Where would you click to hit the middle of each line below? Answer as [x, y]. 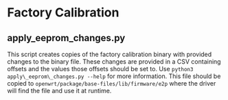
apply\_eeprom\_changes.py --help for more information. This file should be [114, 76]
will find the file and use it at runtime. [59, 91]
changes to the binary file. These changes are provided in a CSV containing [114, 62]
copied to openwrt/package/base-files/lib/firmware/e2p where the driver [112, 83]
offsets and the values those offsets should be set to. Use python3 [100, 69]
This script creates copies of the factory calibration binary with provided [110, 54]
